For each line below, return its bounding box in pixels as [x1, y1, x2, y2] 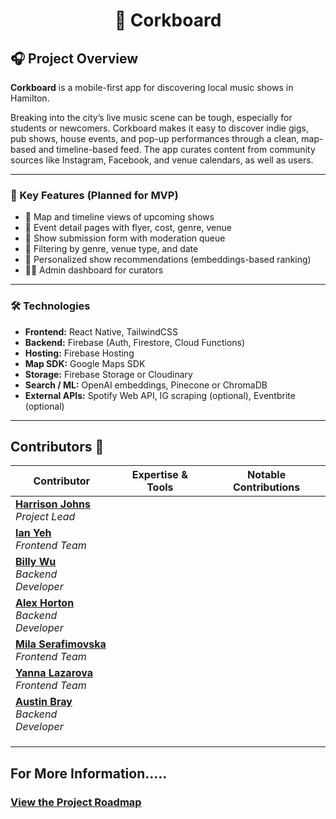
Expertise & [131, 468, 188, 482]
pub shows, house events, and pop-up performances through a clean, [10, 133, 300, 144]
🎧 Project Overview [10, 50, 139, 67]
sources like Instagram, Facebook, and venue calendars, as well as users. [10, 154, 314, 166]
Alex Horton [15, 596, 75, 610]
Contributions [232, 480, 301, 494]
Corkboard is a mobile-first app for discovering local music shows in [10, 82, 294, 93]
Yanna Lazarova [15, 666, 94, 680]
